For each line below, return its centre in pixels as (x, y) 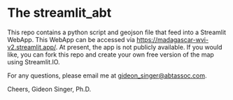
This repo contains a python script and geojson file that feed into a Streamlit (116, 32)
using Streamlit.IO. (34, 62)
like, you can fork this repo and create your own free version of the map (111, 55)
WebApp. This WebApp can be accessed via (71, 39)
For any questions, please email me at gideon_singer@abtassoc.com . (107, 76)
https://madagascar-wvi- (172, 39)
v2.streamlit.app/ (31, 47)
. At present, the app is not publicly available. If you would (139, 47)
